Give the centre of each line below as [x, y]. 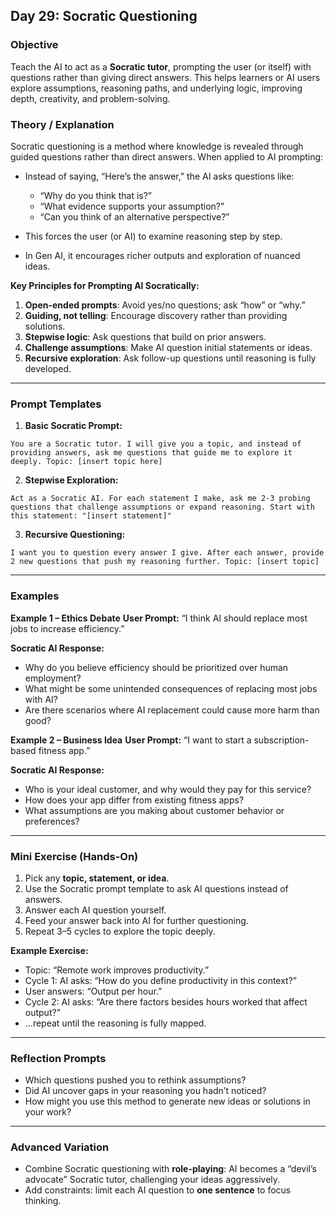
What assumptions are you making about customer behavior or [154, 810]
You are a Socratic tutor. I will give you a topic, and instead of [156, 444]
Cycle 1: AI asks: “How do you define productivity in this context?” [161, 980]
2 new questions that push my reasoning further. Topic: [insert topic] [165, 562]
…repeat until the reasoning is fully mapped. [115, 1023]
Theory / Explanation [62, 124]
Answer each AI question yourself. [95, 910]
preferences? [52, 821]
